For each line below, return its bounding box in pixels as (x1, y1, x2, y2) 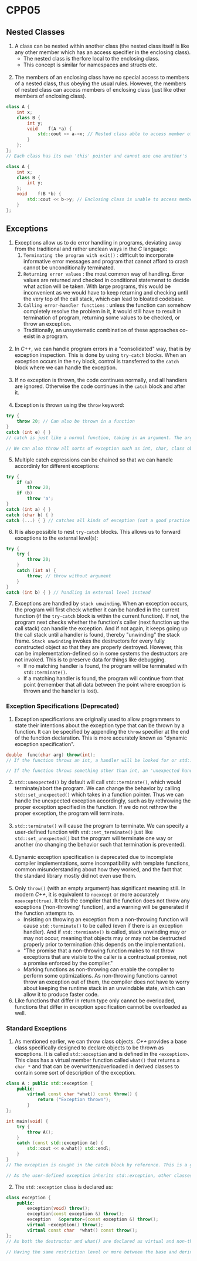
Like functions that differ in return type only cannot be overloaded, (14, 997, 176, 1004)
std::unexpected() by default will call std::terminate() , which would (14, 778, 182, 785)
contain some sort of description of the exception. (14, 1069, 136, 1076)
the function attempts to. (14, 909, 74, 917)
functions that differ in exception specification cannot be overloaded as (14, 1004, 188, 1011)
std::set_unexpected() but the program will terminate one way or (14, 835, 173, 842)
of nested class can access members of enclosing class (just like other (14, 86, 186, 93)
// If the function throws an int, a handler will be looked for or (6, 757, 177, 763)
